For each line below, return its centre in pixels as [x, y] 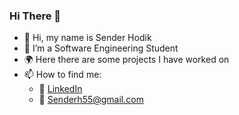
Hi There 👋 [35, 16]
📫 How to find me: [62, 75]
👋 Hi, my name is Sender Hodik [87, 38]
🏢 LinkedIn [60, 89]
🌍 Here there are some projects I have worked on [126, 60]
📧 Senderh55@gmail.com [91, 100]
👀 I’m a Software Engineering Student [101, 48]
